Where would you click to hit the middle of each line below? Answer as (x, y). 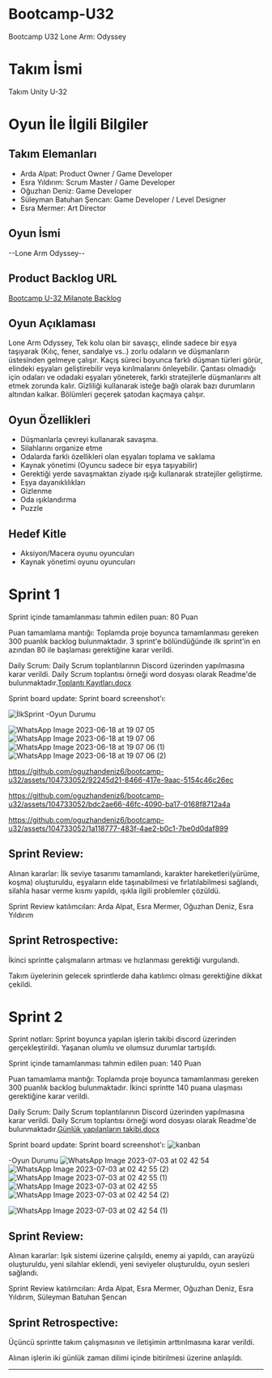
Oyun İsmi (34, 234)
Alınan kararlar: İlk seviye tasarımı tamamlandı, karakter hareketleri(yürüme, (134, 873)
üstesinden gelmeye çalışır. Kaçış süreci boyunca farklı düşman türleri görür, (136, 360)
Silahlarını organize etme (61, 448)
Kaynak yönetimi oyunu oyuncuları (78, 561)
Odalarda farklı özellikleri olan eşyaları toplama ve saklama (118, 457)
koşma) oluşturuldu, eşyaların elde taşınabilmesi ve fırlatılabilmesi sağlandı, (134, 882)
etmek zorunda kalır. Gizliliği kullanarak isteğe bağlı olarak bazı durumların (132, 386)
